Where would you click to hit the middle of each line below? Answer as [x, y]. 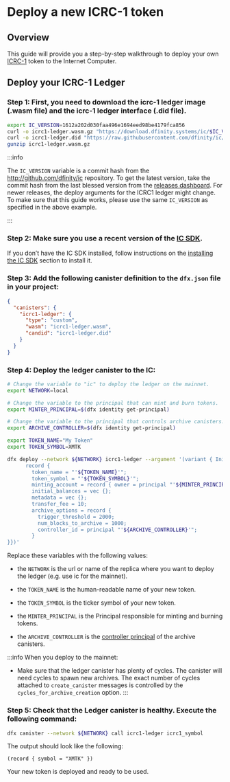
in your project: [33, 287]
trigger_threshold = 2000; [76, 517]
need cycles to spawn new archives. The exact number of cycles [108, 678]
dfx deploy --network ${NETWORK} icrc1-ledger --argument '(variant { [110, 459]
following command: [42, 719]
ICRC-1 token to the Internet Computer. [62, 61]
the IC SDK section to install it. [50, 260]
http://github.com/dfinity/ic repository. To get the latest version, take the [109, 178]
